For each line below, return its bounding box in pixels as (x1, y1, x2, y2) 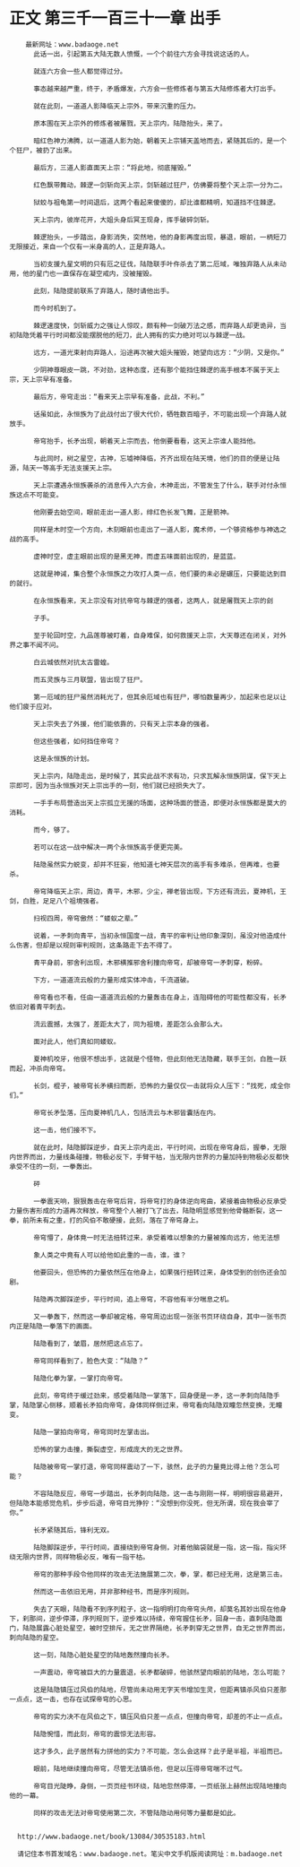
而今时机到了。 (32, 304, 81, 313)
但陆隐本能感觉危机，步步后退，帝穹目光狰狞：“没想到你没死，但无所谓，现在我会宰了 (9, 1499, 280, 1508)
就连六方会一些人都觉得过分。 (32, 66, 127, 76)
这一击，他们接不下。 (32, 1126, 100, 1135)
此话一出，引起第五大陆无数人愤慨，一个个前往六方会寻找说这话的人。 (32, 49, 253, 58)
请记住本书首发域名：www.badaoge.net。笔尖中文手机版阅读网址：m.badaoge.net (17, 1849, 284, 1858)
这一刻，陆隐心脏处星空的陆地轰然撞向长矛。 (32, 1650, 174, 1659)
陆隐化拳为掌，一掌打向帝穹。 (32, 1373, 127, 1383)
